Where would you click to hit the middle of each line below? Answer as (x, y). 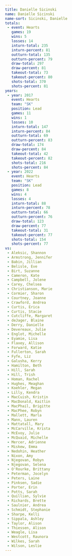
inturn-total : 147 (30, 127)
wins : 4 (19, 194)
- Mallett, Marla (24, 415)
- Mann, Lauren (22, 420)
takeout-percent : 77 (32, 235)
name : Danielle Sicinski (30, 14)
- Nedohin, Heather (27, 451)
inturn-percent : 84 (31, 131)
